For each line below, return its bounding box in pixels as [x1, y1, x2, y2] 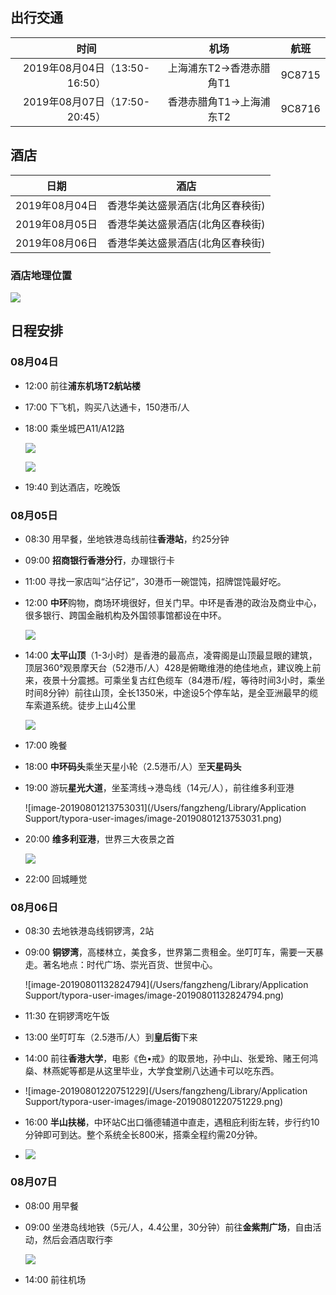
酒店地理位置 [10, 268, 73, 282]
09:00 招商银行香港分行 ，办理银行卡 [24, 554, 175, 566]
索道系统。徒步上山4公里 [33, 699, 137, 711]
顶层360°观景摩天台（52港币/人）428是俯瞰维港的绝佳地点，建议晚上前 [24, 661, 322, 673]
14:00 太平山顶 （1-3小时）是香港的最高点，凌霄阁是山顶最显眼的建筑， [24, 649, 318, 661]
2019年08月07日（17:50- [22, 94, 151, 108]
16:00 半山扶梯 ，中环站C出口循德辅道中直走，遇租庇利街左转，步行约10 [24, 1116, 320, 1128]
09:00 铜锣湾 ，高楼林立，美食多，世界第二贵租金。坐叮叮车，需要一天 [24, 946, 315, 958]
